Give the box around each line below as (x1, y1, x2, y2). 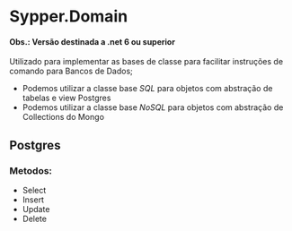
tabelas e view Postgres (22, 92, 111, 104)
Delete (22, 213, 48, 225)
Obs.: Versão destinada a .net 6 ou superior (9, 36, 175, 47)
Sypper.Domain (9, 6, 128, 27)
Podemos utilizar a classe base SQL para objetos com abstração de (22, 83, 273, 94)
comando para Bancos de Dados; (9, 65, 133, 77)
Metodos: (9, 164, 52, 176)
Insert (22, 194, 45, 205)
